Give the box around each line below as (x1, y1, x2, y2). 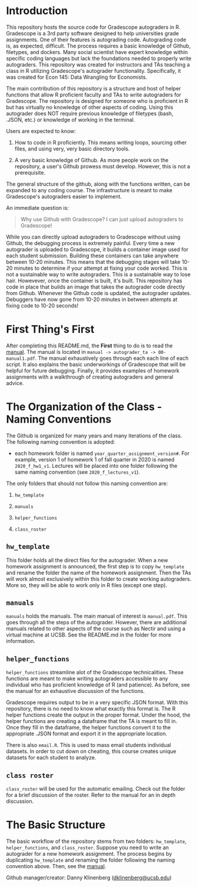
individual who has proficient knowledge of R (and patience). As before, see (6, 681, 190, 688)
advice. (6, 379, 24, 386)
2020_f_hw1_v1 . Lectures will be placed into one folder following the (14, 462, 178, 469)
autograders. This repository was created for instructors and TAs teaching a (6, 61, 190, 68)
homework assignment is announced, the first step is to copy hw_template (6, 563, 185, 570)
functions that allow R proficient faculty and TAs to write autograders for (6, 91, 181, 98)
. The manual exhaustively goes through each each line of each (35, 354, 189, 362)
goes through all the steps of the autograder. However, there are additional (6, 619, 187, 626)
